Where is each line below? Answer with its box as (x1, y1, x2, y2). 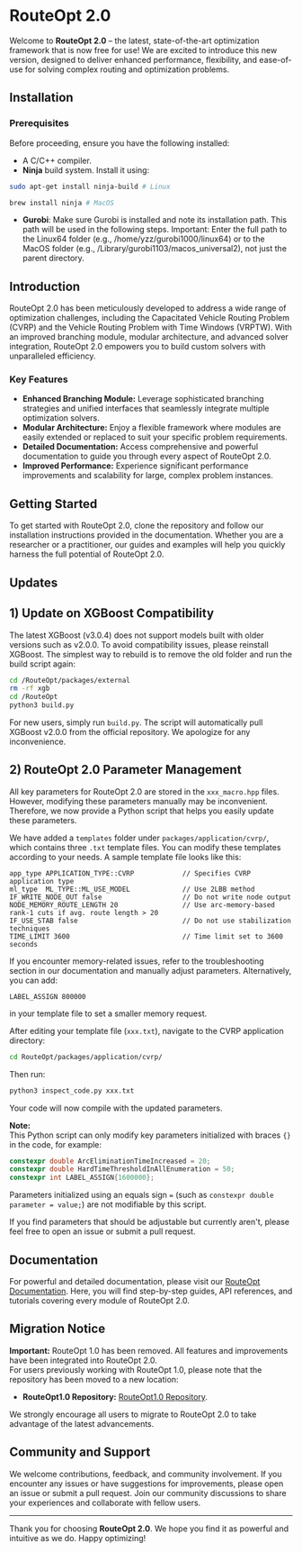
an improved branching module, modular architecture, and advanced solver (9, 331, 289, 342)
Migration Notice (9, 1321, 106, 1337)
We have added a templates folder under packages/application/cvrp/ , (9, 832, 270, 843)
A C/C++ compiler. (22, 155, 92, 166)
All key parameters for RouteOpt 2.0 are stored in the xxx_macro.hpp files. (9, 785, 280, 797)
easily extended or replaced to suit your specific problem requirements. (22, 431, 288, 442)
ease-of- (259, 54, 292, 65)
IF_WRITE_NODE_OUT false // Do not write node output (9, 893, 292, 902)
